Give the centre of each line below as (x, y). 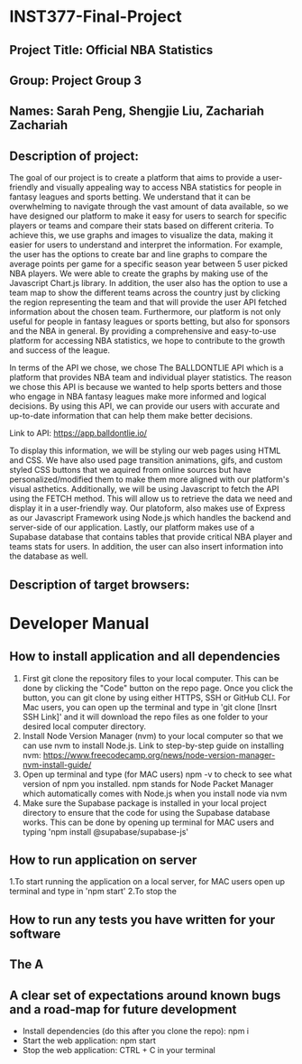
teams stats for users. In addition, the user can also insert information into (146, 547)
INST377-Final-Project (96, 17)
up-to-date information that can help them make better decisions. (131, 416)
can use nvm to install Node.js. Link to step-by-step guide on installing (153, 745)
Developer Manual (79, 623)
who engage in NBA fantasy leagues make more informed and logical (138, 397)
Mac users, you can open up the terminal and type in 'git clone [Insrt (150, 707)
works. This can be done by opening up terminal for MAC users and (148, 822)
